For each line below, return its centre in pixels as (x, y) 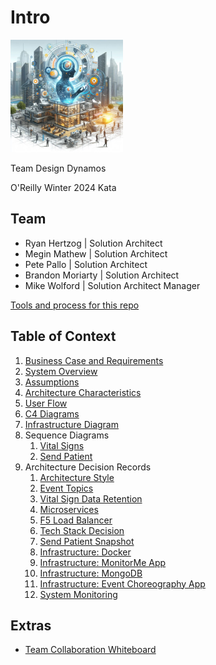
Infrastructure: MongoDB (91, 573)
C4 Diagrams (52, 413)
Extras (31, 625)
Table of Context (63, 336)
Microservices (69, 509)
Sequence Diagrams (67, 435)
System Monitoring (78, 594)
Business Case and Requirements (94, 360)
